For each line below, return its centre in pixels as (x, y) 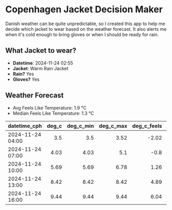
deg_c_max (113, 125)
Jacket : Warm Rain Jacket (40, 68)
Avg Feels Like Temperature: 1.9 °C (50, 108)
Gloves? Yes (26, 79)
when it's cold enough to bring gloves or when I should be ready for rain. (82, 34)
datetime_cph (25, 125)
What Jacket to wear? (41, 50)
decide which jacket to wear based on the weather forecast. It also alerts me (86, 29)
